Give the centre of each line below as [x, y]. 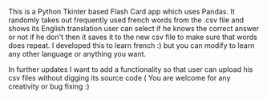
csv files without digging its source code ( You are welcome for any [119, 78]
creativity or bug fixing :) [49, 86]
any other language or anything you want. [77, 54]
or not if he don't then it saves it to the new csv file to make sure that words [133, 37]
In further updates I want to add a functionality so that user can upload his [131, 69]
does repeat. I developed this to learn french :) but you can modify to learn [131, 46]
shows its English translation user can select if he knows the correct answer [133, 28]
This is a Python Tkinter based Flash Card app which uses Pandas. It [121, 12]
